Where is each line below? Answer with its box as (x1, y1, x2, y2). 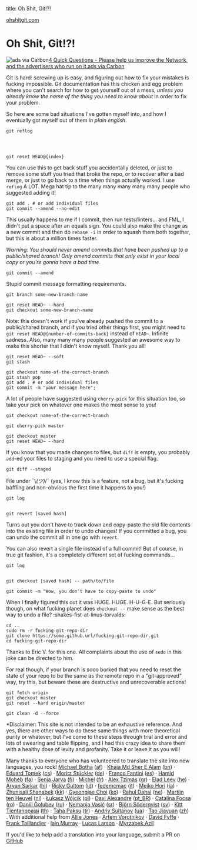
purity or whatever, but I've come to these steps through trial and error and (6, 733, 188, 740)
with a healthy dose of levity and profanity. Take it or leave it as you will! (6, 745, 181, 752)
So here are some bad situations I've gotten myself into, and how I (6, 110, 166, 117)
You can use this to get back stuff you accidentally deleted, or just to (6, 164, 172, 171)
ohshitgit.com (6, 16, 39, 23)
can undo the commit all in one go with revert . (6, 534, 119, 541)
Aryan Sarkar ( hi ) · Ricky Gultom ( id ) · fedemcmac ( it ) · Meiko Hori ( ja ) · (6, 782, 178, 789)
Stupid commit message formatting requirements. (6, 280, 126, 287)
